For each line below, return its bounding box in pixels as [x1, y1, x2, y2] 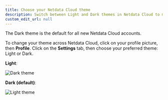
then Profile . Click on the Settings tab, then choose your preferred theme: [5, 45, 158, 51]
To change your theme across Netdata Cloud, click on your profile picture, [5, 40, 158, 46]
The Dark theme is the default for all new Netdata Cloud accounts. [5, 30, 141, 36]
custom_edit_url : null [5, 16, 52, 21]
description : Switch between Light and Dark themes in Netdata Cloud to [5, 12, 160, 17]
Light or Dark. [5, 50, 33, 56]
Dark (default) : [5, 79, 36, 85]
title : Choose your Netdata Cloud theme [5, 7, 91, 12]
